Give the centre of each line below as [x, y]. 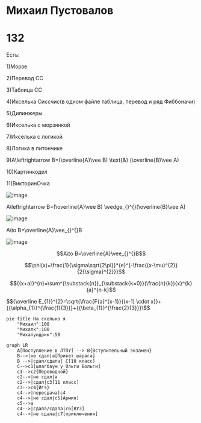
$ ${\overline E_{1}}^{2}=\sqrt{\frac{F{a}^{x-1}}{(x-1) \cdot [78, 302]
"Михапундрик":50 [39, 335]
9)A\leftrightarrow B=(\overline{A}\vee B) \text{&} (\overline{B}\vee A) [93, 160]
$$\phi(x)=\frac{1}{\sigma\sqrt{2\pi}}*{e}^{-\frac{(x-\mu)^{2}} [101, 266]
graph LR [17, 345]
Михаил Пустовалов [60, 11]
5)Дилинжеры [24, 113]
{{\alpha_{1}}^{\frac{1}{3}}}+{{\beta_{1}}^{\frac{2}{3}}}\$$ [78, 308]
